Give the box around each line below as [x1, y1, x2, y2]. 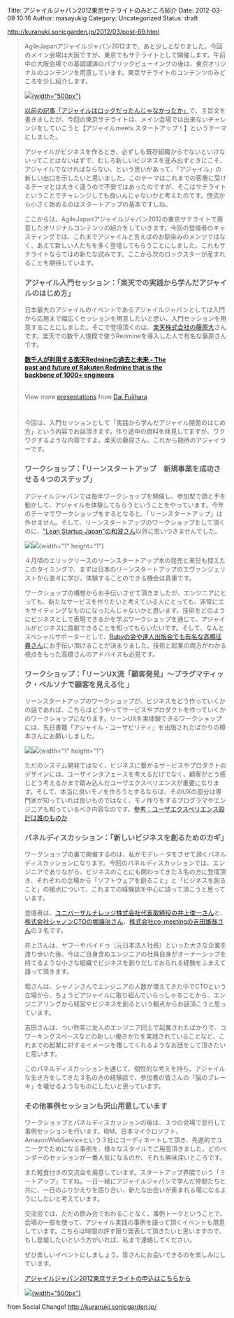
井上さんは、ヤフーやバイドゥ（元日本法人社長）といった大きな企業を [24, 941, 227, 950]
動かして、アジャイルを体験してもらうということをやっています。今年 [24, 500, 225, 509]
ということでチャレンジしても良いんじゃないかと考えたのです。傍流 [24, 191, 219, 200]
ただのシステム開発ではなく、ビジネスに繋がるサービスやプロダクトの [24, 761, 227, 769]
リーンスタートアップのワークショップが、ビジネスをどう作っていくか [24, 696, 226, 705]
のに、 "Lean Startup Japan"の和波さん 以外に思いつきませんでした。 [24, 527, 221, 535]
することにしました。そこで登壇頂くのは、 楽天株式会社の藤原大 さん [30, 323, 227, 331]
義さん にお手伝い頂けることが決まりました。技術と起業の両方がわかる [24, 641, 227, 649]
